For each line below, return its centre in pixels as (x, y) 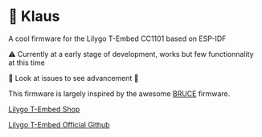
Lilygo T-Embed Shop (44, 109)
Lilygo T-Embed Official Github (59, 124)
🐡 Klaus (34, 16)
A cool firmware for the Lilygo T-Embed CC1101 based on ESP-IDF (117, 38)
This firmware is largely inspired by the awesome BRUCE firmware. (119, 93)
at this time (27, 62)
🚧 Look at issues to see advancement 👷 (74, 78)
